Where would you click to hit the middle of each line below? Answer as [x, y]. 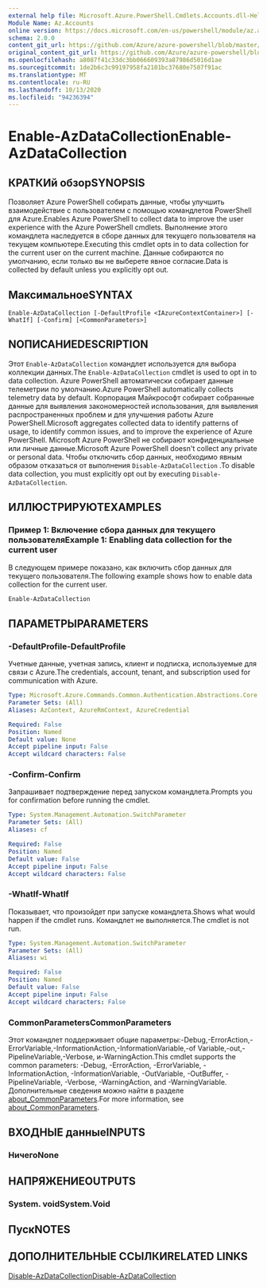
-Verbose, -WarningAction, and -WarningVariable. [146, 1082]
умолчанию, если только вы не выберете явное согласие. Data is [118, 261]
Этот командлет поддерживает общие [74, 1040]
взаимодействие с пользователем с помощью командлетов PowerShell [130, 210]
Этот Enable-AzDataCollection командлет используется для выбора [122, 363]
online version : [35, 30]
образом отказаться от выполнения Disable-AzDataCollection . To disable [132, 465]
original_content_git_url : [53, 53]
